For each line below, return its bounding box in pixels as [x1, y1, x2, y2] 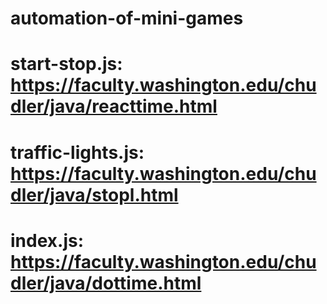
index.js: [10, 229, 85, 252]
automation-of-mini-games [10, 7, 244, 30]
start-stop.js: [10, 53, 123, 76]
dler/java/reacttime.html [10, 95, 218, 118]
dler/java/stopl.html [10, 183, 179, 206]
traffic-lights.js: [10, 141, 145, 164]
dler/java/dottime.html [10, 272, 202, 294]
